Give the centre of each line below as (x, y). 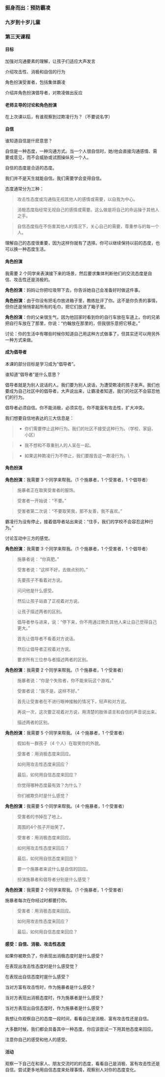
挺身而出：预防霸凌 (28, 7)
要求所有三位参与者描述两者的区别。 (54, 659)
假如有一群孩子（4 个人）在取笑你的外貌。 (60, 743)
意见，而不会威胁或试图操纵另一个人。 (52, 157)
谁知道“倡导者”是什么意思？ (33, 374)
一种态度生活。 (33, 249)
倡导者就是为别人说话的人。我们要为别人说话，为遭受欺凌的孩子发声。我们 (80, 385)
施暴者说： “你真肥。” (38, 559)
